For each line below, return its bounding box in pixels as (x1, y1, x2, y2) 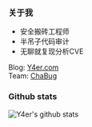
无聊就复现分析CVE (19, 46, 84, 57)
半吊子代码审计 (19, 37, 70, 46)
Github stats (8, 91, 58, 102)
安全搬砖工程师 (19, 26, 70, 37)
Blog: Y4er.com (8, 62, 59, 73)
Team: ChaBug (8, 71, 58, 81)
